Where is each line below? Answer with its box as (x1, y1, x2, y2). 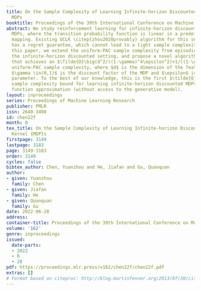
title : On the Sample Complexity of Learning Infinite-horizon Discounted (6, 8, 197, 15)
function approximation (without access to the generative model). (11, 87, 184, 93)
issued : (6, 237, 26, 243)
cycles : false (6, 159, 42, 165)
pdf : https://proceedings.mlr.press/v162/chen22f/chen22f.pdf (6, 264, 165, 271)
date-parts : (11, 242, 42, 248)
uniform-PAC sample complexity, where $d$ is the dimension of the (11, 64, 184, 71)
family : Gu (11, 203, 39, 209)
